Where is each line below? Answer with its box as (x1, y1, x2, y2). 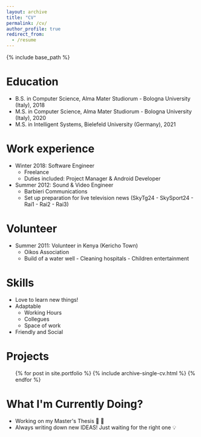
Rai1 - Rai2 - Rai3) (24, 201, 69, 208)
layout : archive (6, 8, 47, 15)
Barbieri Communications (24, 187, 88, 195)
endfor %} (15, 376, 41, 383)
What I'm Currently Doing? (6, 397, 143, 411)
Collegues (24, 315, 50, 322)
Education (6, 75, 59, 88)
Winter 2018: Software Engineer (15, 162, 95, 169)
